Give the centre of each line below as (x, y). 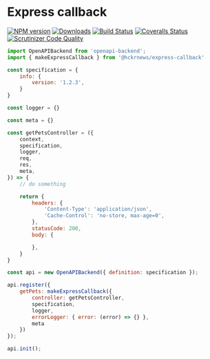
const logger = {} (33, 108)
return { (32, 196)
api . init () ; (24, 349)
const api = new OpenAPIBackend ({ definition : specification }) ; (103, 273)
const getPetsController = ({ (51, 133)
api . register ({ (29, 285)
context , (32, 139)
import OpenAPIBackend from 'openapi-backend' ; (77, 51)
